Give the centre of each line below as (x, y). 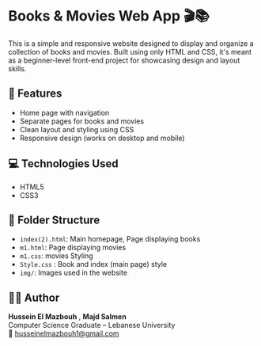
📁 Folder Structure (54, 220)
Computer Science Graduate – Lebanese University (92, 325)
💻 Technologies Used (63, 164)
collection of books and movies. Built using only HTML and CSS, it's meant (130, 51)
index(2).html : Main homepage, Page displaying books (110, 239)
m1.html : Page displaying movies (73, 248)
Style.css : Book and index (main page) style (93, 264)
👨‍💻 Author (34, 297)
